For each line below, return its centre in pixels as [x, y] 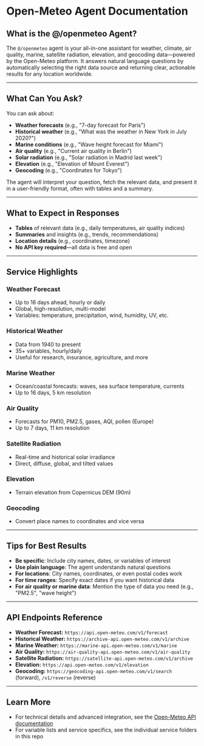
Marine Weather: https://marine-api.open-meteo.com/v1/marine [96, 645]
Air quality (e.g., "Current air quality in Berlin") [73, 151]
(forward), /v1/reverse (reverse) [55, 677]
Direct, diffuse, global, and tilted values [64, 463]
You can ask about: [30, 113]
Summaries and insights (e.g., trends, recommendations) [87, 234]
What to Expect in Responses [63, 213]
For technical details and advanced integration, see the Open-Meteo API [105, 717]
